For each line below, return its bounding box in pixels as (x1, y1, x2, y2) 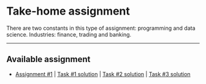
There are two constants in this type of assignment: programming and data (6, 24, 196, 32)
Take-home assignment (6, 4, 130, 18)
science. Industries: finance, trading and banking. (6, 30, 132, 38)
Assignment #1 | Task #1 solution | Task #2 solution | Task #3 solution (15, 70, 191, 77)
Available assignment (6, 54, 91, 65)
